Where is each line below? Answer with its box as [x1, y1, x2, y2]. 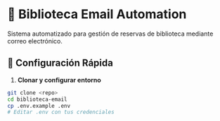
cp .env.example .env [7, 102, 71, 109]
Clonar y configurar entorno [17, 76, 102, 84]
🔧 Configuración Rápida [7, 57, 114, 69]
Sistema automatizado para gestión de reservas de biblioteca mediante [7, 29, 214, 38]
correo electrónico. [7, 36, 63, 45]
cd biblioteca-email [7, 96, 68, 103]
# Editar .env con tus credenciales [7, 108, 115, 116]
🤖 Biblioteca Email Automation [7, 6, 187, 22]
